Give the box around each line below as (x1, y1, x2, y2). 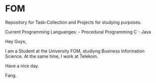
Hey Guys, (5, 38, 27, 44)
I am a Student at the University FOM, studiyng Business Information (5, 48, 145, 54)
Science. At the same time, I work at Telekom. (5, 53, 99, 59)
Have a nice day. (5, 63, 39, 69)
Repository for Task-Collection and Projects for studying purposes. (5, 19, 142, 25)
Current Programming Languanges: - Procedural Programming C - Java (5, 29, 151, 35)
